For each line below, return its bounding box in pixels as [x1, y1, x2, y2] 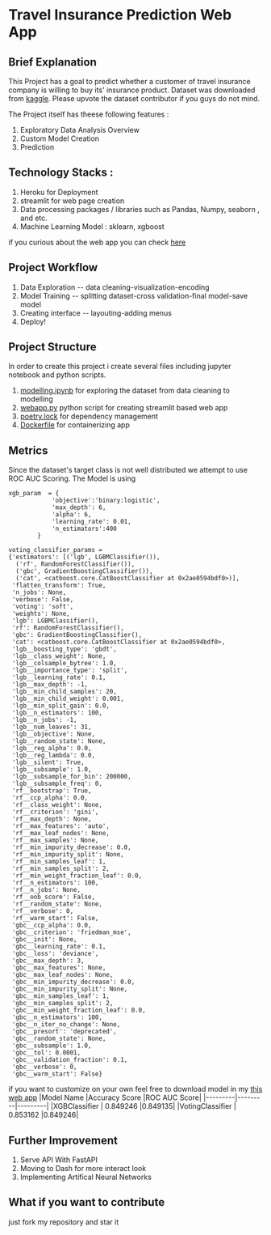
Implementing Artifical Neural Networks [19, 1172, 152, 1182]
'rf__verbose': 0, [11, 907, 74, 915]
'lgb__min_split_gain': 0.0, [11, 702, 110, 710]
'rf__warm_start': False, [11, 915, 99, 923]
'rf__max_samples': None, [11, 836, 99, 845]
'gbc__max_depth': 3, [11, 957, 85, 965]
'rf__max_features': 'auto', [11, 822, 110, 830]
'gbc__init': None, [11, 936, 78, 944]
